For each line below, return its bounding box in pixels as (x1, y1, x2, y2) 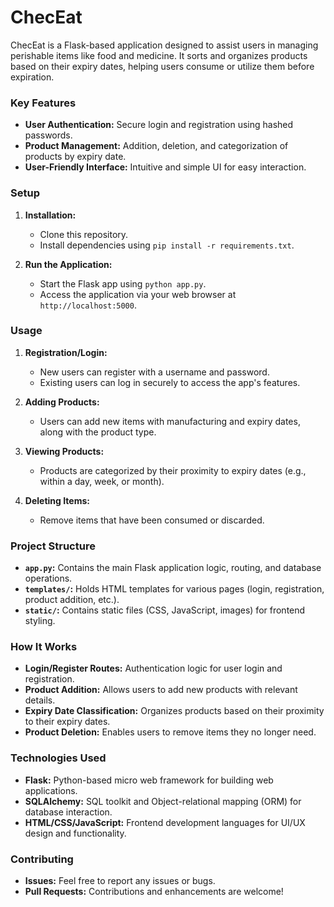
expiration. (10, 71, 55, 83)
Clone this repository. (39, 228, 129, 240)
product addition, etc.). (24, 594, 120, 606)
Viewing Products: (24, 445, 105, 457)
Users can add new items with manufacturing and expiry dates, (39, 415, 301, 427)
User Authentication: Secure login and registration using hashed (24, 119, 294, 131)
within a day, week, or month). (39, 475, 165, 487)
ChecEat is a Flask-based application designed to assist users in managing (10, 39, 319, 51)
